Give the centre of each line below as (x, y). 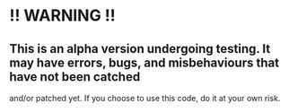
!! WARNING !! (62, 16)
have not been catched (75, 77)
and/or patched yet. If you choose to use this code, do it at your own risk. (145, 98)
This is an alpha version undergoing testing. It (140, 49)
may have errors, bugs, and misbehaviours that (144, 62)
